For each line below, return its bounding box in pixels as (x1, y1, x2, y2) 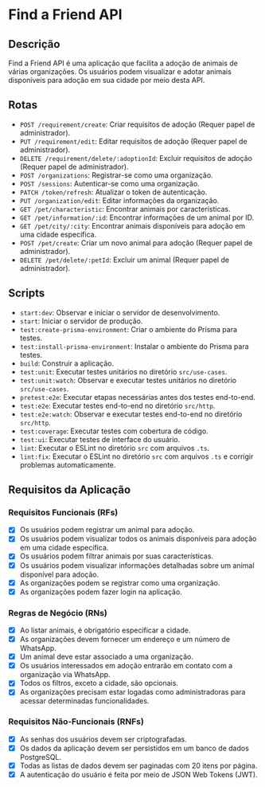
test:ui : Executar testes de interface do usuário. (19, 434, 181, 444)
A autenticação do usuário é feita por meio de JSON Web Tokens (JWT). (19, 769, 258, 779)
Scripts (8, 287, 45, 300)
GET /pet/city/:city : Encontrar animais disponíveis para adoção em (19, 221, 246, 230)
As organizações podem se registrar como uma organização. (19, 578, 220, 587)
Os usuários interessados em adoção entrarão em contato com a (19, 661, 233, 671)
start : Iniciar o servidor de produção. (19, 316, 143, 326)
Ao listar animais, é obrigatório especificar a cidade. (19, 625, 191, 635)
